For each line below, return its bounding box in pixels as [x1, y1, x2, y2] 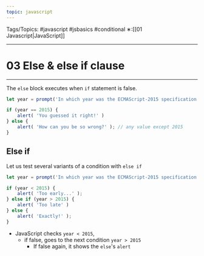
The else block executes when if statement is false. [6, 84, 138, 91]
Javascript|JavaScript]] [6, 31, 65, 39]
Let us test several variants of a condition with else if [6, 162, 142, 169]
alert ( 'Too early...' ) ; [17, 191, 83, 197]
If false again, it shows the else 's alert [33, 243, 131, 250]
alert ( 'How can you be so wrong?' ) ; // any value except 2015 [17, 124, 183, 130]
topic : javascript [6, 8, 53, 15]
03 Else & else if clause [6, 59, 125, 73]
